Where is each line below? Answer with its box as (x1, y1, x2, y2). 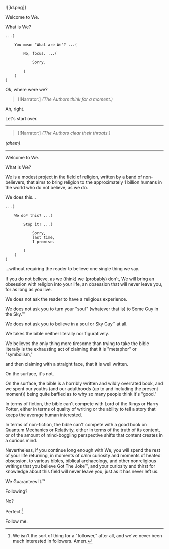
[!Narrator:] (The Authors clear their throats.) (17, 130, 111, 136)
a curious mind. (5, 438, 38, 443)
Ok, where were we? (5, 87, 48, 92)
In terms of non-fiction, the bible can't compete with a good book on (5, 422, 147, 427)
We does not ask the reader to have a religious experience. (5, 296, 127, 302)
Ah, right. (5, 106, 25, 112)
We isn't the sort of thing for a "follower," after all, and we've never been (12, 532, 162, 538)
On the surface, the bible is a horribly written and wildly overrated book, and (5, 380, 163, 386)
